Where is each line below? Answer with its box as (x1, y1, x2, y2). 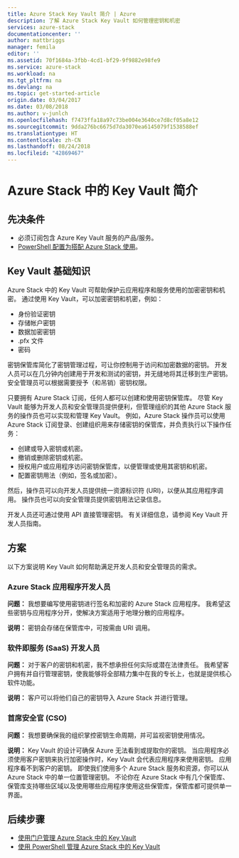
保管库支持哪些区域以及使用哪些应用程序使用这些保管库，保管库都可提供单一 (7, 782, 232, 790)
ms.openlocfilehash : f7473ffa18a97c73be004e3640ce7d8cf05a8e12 (7, 116, 199, 123)
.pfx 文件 (17, 336, 44, 344)
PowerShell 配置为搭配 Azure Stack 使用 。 (17, 242, 142, 250)
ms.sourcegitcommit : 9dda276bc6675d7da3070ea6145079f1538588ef (7, 123, 199, 131)
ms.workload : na (7, 70, 55, 77)
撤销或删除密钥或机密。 (17, 453, 87, 461)
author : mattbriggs (7, 37, 65, 44)
